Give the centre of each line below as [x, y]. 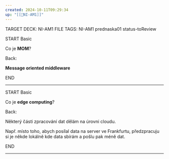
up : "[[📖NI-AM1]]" [24, 15]
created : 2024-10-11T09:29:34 [37, 10]
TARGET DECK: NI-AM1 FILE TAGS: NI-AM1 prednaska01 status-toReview [81, 29]
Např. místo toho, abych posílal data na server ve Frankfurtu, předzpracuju [82, 131]
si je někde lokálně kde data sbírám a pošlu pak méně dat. [65, 136]
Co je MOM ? [18, 48]
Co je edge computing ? [30, 102]
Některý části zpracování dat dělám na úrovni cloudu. [61, 121]
